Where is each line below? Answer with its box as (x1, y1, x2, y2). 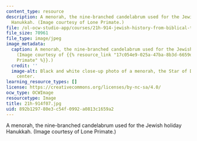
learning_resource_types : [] (6, 79, 77, 85)
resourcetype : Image (6, 95, 57, 101)
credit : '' (11, 62, 38, 69)
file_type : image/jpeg (6, 36, 62, 41)
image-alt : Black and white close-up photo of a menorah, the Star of (11, 68, 188, 74)
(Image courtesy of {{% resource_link (16, 52, 111, 58)
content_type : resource (6, 8, 64, 15)
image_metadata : (6, 41, 46, 47)
